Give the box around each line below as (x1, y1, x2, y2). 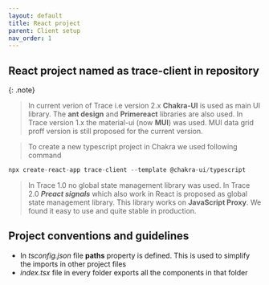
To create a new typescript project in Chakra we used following (27, 142, 238, 152)
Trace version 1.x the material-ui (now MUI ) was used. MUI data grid (27, 118, 255, 128)
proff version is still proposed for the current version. (27, 126, 203, 136)
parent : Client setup (8, 26, 81, 35)
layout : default (8, 11, 63, 20)
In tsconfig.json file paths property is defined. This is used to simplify (19, 250, 251, 260)
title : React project (8, 19, 81, 27)
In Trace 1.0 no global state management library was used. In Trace (27, 180, 251, 189)
